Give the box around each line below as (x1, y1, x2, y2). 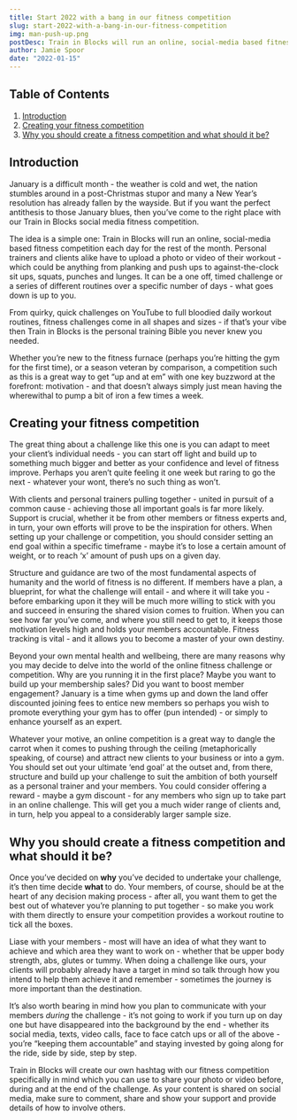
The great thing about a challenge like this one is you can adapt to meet (9, 439, 270, 450)
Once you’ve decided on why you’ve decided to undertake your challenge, (9, 872, 282, 883)
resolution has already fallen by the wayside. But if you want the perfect (9, 197, 271, 208)
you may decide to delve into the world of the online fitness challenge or (9, 660, 273, 671)
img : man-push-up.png (9, 29, 89, 38)
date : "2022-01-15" (9, 54, 81, 63)
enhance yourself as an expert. (9, 717, 123, 727)
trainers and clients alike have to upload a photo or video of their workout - (9, 252, 282, 262)
